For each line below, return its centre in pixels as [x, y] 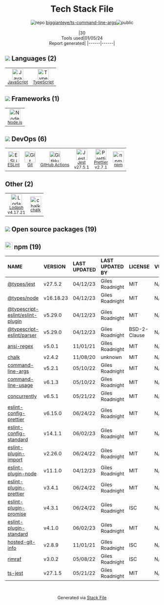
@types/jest [21, 284]
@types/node [23, 298]
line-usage [20, 385]
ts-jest [15, 573]
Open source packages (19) [54, 229]
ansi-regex [20, 346]
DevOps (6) [29, 139]
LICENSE [139, 267]
